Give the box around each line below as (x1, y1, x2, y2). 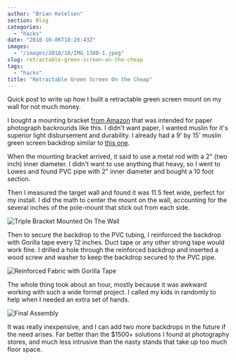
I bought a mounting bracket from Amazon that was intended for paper (7, 116, 213, 125)
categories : (7, 23, 42, 30)
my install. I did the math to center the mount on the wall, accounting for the (7, 196, 228, 204)
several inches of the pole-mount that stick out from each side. (7, 204, 190, 212)
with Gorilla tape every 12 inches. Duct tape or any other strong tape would (7, 238, 225, 247)
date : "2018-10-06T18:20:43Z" (7, 37, 97, 44)
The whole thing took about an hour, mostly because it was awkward (7, 280, 207, 289)
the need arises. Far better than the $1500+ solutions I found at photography (7, 330, 230, 339)
